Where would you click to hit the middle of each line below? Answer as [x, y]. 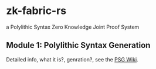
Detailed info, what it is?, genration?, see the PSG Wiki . [72, 59]
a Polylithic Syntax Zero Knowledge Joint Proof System [73, 27]
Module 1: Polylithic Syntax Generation [78, 45]
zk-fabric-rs [36, 11]
